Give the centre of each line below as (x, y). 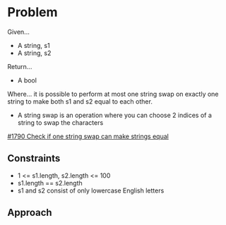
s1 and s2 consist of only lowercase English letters (91, 190)
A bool (27, 80)
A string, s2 (34, 53)
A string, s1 (34, 45)
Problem (32, 12)
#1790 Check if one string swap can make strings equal (88, 136)
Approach (30, 213)
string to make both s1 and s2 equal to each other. (80, 101)
